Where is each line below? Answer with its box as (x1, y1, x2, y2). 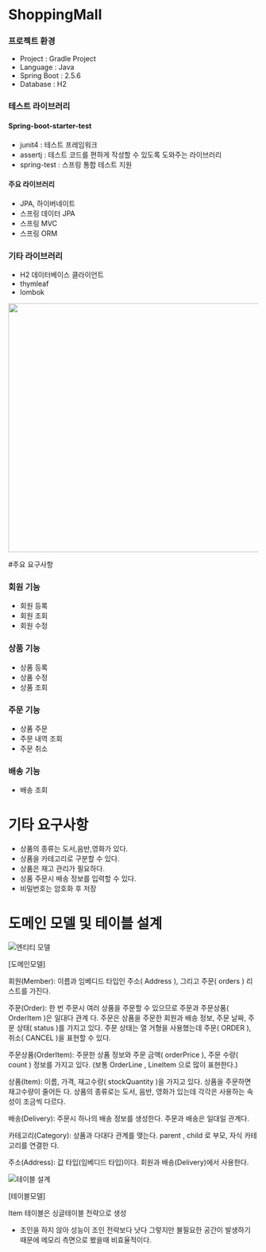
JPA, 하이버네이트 (19, 198, 75, 208)
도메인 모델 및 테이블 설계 (8, 914, 163, 933)
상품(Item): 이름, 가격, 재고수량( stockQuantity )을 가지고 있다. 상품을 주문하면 (8, 1077, 252, 1086)
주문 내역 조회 (19, 734, 63, 743)
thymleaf (19, 279, 49, 288)
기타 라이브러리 (8, 250, 64, 261)
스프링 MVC (19, 218, 58, 228)
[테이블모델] (8, 1191, 46, 1201)
